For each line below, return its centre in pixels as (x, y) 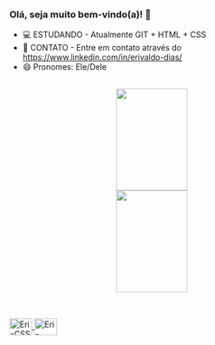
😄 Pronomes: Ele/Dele (64, 67)
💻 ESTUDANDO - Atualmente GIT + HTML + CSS (114, 34)
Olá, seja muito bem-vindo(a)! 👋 (80, 14)
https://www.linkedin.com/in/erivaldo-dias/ (102, 57)
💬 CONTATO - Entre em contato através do (102, 48)
